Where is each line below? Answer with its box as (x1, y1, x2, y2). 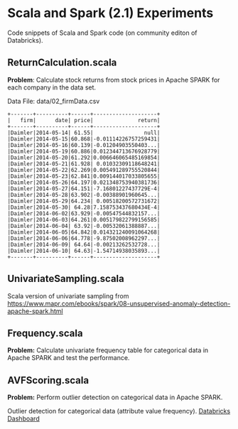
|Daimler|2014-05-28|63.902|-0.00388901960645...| (7, 191, 161, 198)
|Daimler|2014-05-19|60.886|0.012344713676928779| (7, 148, 161, 155)
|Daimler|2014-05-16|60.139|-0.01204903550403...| (7, 141, 161, 148)
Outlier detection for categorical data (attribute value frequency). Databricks (7, 407, 231, 416)
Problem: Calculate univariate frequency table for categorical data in (7, 346, 209, 354)
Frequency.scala (7, 327, 83, 339)
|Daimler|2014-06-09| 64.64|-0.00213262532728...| (7, 241, 161, 248)
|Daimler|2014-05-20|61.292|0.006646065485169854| (7, 154, 161, 161)
